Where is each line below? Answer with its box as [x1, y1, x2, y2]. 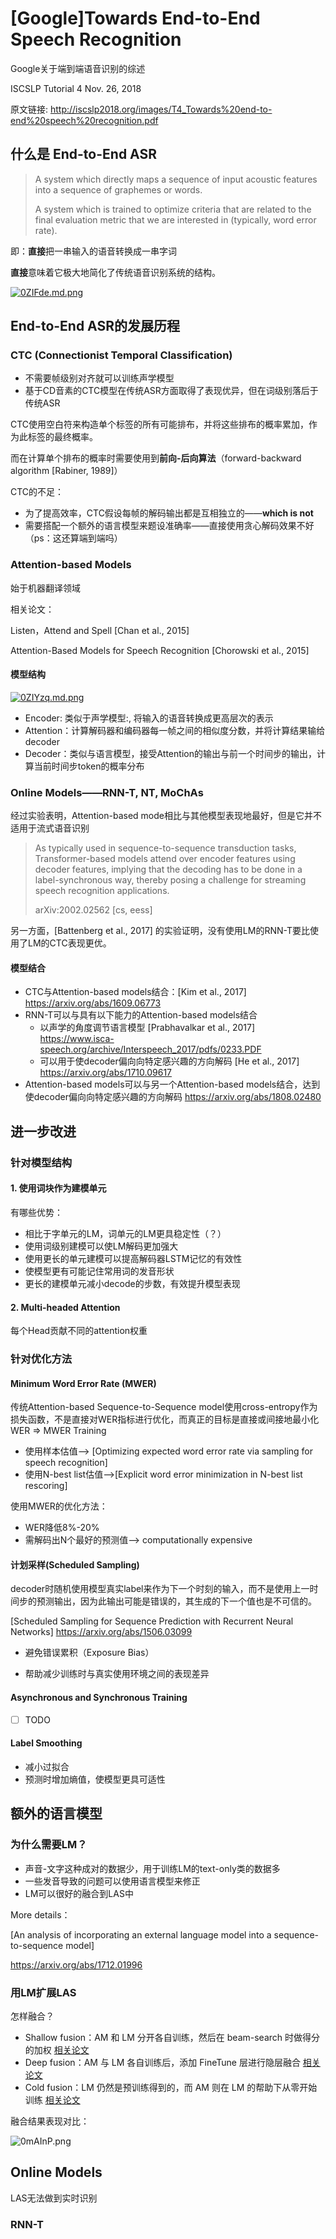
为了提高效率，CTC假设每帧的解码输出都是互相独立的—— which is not [24, 507, 314, 519]
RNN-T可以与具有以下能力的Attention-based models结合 [24, 1009, 258, 1021]
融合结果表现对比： [10, 2115, 90, 2127]
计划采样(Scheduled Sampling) [10, 1558, 140, 1571]
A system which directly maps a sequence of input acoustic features [34, 173, 318, 185]
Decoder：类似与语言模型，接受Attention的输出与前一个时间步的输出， [24, 747, 317, 759]
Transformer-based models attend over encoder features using [34, 853, 296, 865]
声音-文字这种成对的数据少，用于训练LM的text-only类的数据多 [24, 1862, 281, 1874]
